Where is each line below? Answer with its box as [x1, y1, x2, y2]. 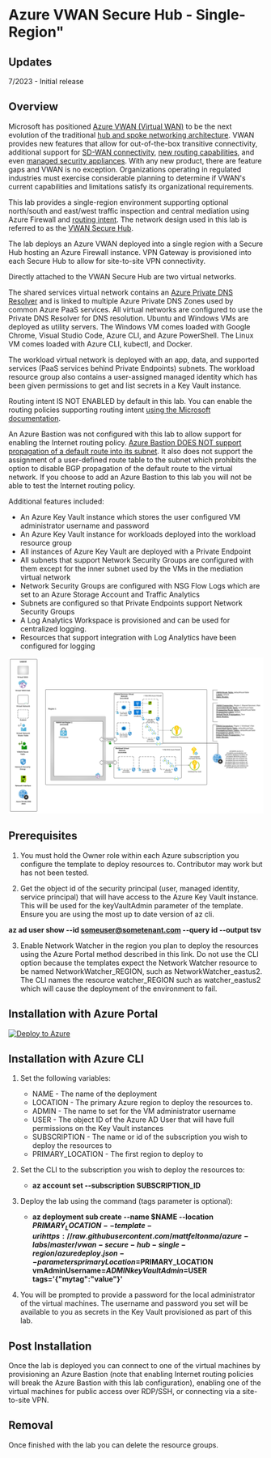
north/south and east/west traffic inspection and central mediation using [8, 206, 250, 215]
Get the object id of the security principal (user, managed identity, [19, 883, 240, 893]
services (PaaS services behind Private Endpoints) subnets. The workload [8, 363, 256, 373]
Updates [8, 55, 53, 69]
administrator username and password [19, 521, 150, 530]
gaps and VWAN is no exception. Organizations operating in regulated [8, 164, 242, 174]
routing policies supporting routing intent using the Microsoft [8, 405, 211, 414]
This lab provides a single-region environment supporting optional [8, 197, 229, 207]
